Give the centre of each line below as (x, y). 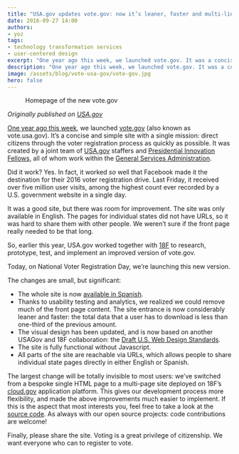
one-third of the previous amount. (67, 324)
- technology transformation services (65, 47)
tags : (15, 41)
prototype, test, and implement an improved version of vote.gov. (101, 253)
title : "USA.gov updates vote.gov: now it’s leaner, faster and (105, 14)
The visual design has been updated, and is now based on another (115, 332)
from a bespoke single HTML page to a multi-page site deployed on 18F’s (115, 384)
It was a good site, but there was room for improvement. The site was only (116, 209)
